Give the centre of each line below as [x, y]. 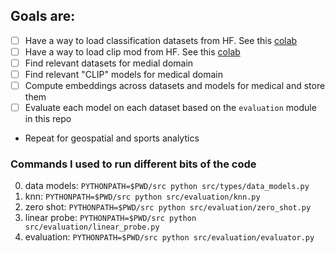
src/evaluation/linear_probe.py [92, 227]
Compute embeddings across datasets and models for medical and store [175, 86]
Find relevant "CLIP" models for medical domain [123, 74]
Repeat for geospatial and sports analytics [112, 138]
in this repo [48, 119]
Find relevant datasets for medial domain [109, 63]
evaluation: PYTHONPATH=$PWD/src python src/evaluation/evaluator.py [169, 237]
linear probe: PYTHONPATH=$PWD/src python [110, 218]
